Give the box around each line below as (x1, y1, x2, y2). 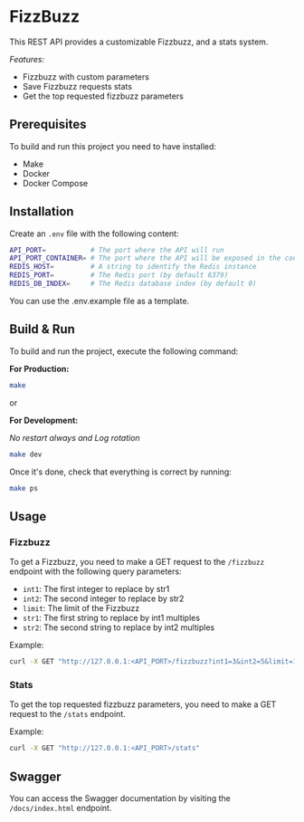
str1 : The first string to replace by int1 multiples (22, 613, 201, 624)
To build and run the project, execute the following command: (9, 346, 239, 357)
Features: (9, 53, 45, 64)
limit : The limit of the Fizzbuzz (22, 603, 140, 614)
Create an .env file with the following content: (9, 228, 179, 239)
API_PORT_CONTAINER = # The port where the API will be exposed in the (9, 253, 281, 263)
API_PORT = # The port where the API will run (9, 245, 224, 254)
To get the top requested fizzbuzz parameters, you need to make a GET (9, 699, 277, 710)
